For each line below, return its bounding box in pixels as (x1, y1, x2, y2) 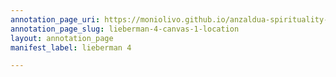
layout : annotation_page (10, 33, 114, 43)
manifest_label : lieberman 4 (10, 42, 132, 53)
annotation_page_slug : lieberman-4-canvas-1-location (10, 24, 240, 34)
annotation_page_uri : (10, 14, 101, 25)
